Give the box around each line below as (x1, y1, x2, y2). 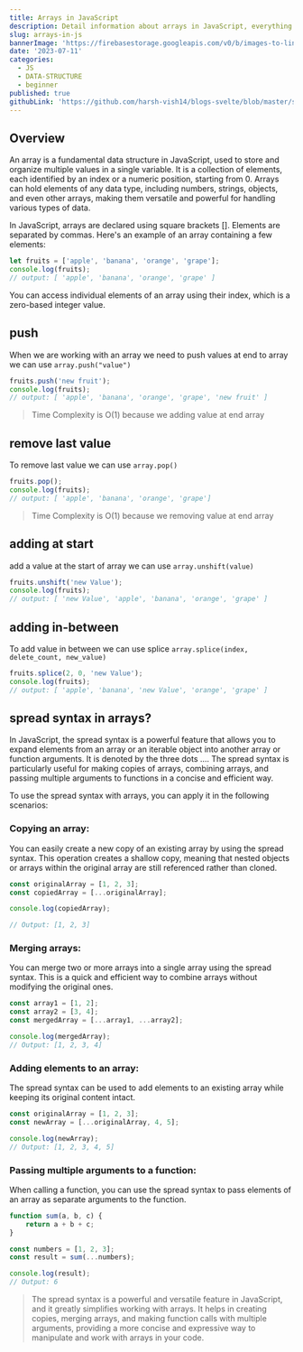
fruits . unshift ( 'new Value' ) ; (9, 578, 124, 587)
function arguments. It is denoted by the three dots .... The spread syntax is (9, 754, 289, 764)
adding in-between (9, 619, 119, 634)
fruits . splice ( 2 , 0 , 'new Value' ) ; (9, 669, 143, 678)
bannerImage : (9, 38, 59, 48)
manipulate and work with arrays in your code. (31, 1332, 205, 1343)
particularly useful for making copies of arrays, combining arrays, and (9, 764, 269, 774)
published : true (9, 88, 70, 97)
